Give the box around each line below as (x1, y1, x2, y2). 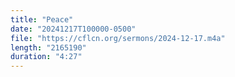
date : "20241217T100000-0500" (10, 24, 137, 34)
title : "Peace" (10, 14, 74, 25)
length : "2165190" (10, 42, 87, 53)
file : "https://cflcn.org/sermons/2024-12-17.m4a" (10, 33, 226, 43)
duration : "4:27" (10, 52, 83, 62)
